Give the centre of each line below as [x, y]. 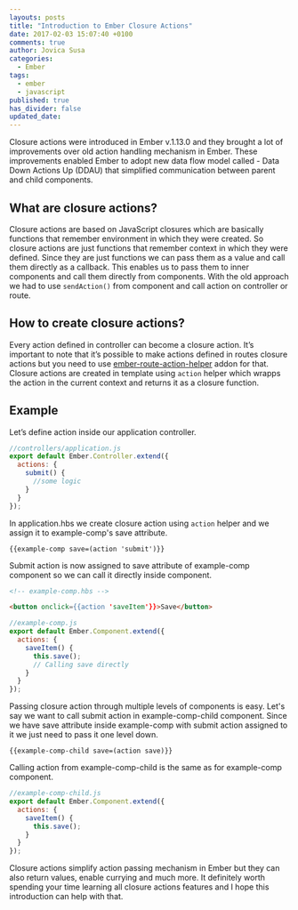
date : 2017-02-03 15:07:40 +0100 [71, 34]
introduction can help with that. [66, 897]
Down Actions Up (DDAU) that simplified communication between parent [142, 171]
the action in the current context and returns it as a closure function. [134, 383]
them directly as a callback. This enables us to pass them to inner [129, 267]
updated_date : [36, 117]
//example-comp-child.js [55, 793]
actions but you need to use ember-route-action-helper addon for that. [139, 363]
